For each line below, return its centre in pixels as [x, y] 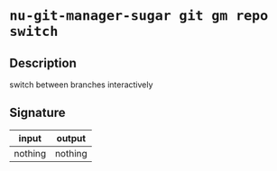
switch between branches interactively [81, 85]
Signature [37, 113]
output [71, 138]
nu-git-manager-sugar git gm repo [139, 16]
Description [43, 63]
